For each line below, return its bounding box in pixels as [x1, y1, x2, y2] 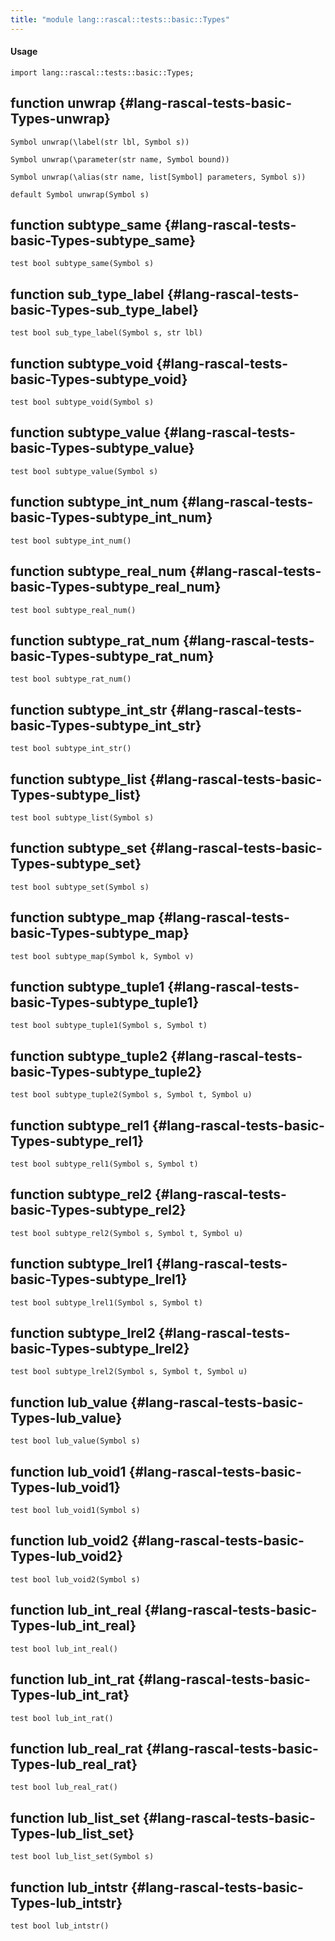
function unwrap [10, 95, 117, 112]
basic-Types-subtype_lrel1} [10, 1271, 188, 1288]
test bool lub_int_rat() [10, 1713, 114, 1723]
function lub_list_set [10, 1809, 140, 1826]
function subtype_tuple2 [10, 1047, 168, 1065]
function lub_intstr [10, 1879, 128, 1896]
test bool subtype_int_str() [10, 744, 132, 754]
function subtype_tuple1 [10, 978, 165, 995]
